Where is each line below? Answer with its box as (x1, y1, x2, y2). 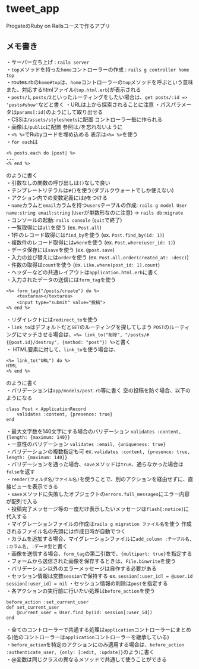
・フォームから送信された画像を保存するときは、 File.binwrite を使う (6, 557, 176, 565)
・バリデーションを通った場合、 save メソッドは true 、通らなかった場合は (6, 460, 184, 467)
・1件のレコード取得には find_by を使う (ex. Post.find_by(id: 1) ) (6, 231, 165, 239)
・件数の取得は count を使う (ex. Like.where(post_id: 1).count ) (6, 261, 160, 268)
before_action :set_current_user (6, 599, 89, 605)
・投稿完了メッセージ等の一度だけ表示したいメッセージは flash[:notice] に (6, 505, 189, 512)
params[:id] (17, 109, 46, 115)
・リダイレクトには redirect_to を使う (6, 315, 98, 323)
